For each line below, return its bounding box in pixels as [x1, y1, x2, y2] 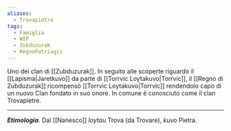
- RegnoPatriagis [13, 49, 63, 56]
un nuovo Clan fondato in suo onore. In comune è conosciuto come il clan [7, 88, 216, 97]
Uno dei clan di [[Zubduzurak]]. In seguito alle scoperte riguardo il [7, 67, 195, 75]
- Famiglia [13, 29, 45, 36]
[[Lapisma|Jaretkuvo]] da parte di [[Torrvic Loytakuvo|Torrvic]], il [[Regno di [7, 74, 223, 82]
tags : [7, 23, 23, 29]
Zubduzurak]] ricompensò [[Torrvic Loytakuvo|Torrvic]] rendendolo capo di [7, 82, 222, 90]
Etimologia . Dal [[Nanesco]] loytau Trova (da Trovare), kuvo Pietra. [7, 116, 197, 124]
